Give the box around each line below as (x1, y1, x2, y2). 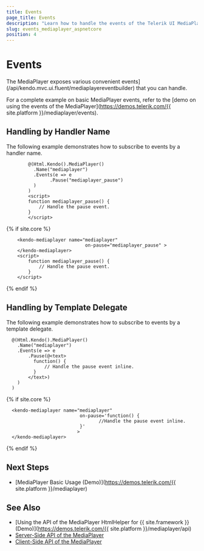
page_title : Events (6, 15, 56, 21)
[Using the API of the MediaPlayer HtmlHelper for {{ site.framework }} (15, 519, 189, 526)
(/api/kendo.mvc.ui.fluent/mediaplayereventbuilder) (6, 85, 135, 92)
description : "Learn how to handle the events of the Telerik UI (6, 20, 175, 26)
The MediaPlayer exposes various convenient (6, 78, 120, 85)
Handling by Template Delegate (6, 303, 127, 313)
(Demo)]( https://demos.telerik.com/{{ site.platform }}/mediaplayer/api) (15, 525, 192, 533)
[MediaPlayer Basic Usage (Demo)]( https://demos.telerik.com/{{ (15, 479, 176, 486)
